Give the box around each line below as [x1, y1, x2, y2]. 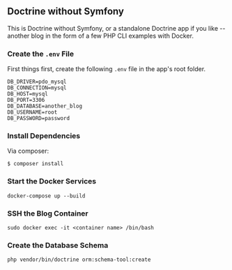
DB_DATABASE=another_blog [7, 103, 82, 110]
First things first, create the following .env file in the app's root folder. [7, 65, 206, 73]
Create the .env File [7, 49, 75, 59]
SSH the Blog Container [7, 209, 88, 218]
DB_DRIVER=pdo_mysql [7, 78, 68, 86]
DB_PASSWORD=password [7, 115, 70, 122]
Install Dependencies [7, 131, 81, 141]
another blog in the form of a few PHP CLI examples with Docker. [7, 31, 194, 40]
